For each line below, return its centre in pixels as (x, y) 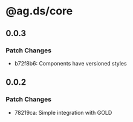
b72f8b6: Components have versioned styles (71, 63)
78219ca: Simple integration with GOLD (63, 112)
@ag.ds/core (39, 11)
